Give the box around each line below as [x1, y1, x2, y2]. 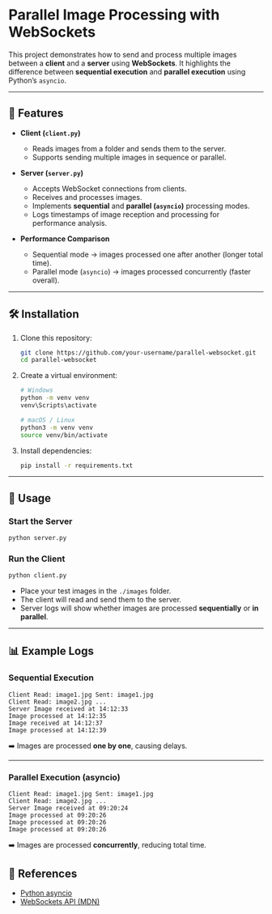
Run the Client [8, 553, 66, 564]
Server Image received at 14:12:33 [8, 704, 129, 713]
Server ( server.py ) [19, 168, 83, 177]
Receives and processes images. [32, 192, 142, 202]
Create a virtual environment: [19, 371, 117, 380]
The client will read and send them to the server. [19, 595, 182, 605]
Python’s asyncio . [8, 75, 67, 85]
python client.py [8, 572, 67, 580]
